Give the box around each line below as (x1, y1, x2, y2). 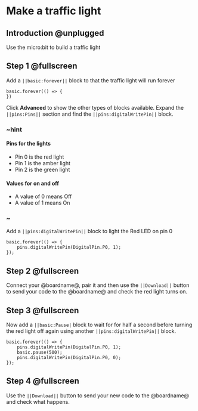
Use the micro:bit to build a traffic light (6, 44, 101, 51)
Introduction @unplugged (6, 28, 104, 38)
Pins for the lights (6, 140, 51, 147)
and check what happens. (6, 398, 70, 405)
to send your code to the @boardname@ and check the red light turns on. (6, 288, 188, 295)
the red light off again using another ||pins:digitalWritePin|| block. (6, 327, 177, 335)
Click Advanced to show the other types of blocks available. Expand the (6, 104, 184, 111)
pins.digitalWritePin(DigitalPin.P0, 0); (17, 355, 121, 361)
